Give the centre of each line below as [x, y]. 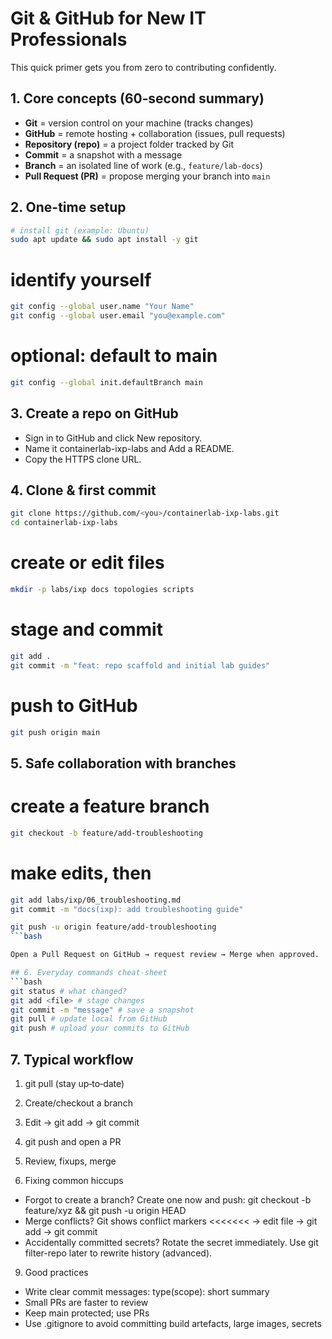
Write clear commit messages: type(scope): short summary [147, 1291]
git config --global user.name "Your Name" [102, 307]
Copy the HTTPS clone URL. [83, 459]
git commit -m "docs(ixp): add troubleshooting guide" [127, 909]
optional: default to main [114, 356]
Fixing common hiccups [74, 1180]
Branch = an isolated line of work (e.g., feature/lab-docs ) [143, 165]
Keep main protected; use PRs [87, 1313]
